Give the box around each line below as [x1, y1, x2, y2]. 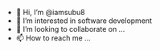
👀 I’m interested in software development [15, 16, 153, 25]
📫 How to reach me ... [15, 33, 91, 43]
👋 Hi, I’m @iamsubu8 [15, 8, 86, 17]
